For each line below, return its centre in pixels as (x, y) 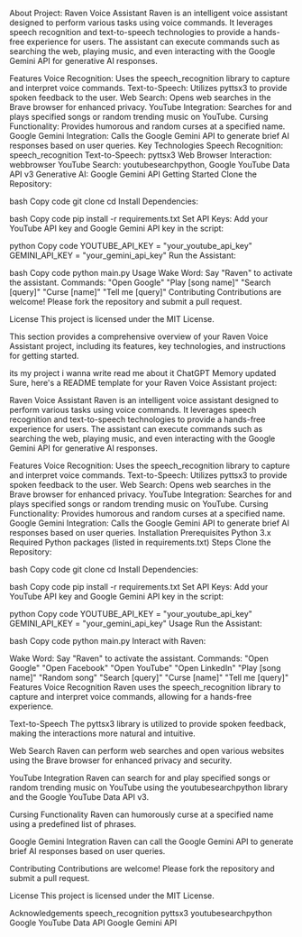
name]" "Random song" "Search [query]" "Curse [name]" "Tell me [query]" (149, 677)
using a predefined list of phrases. (73, 824)
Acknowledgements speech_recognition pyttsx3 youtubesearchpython (141, 913)
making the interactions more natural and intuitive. (102, 733)
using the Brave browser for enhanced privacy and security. (121, 760)
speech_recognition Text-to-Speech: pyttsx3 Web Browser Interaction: (141, 155)
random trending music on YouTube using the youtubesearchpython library (149, 787)
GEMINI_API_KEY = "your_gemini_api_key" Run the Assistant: (123, 255)
